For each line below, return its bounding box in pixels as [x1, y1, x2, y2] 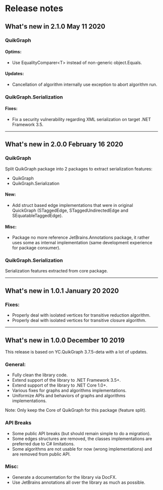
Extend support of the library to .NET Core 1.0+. [12, 382, 108, 389]
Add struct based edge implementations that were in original [12, 202, 133, 208]
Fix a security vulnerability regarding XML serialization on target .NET [12, 117, 151, 122]
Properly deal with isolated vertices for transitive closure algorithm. [12, 318, 147, 323]
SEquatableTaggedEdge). [12, 212, 63, 219]
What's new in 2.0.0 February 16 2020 [5, 140, 124, 149]
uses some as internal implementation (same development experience [12, 240, 153, 246]
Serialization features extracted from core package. [5, 268, 108, 274]
